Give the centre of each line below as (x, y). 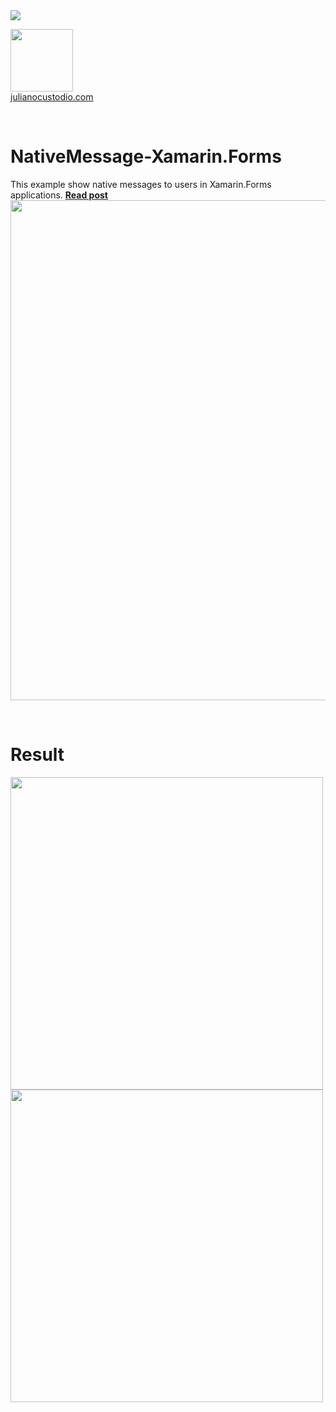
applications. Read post (59, 195)
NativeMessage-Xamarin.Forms (146, 156)
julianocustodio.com (52, 97)
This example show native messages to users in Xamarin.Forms (141, 184)
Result (37, 755)
